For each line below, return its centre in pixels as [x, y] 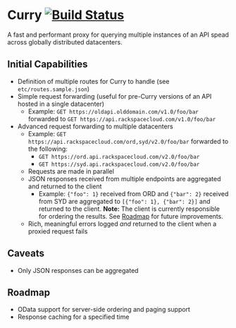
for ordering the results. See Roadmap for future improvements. [131, 216]
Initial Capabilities [48, 65]
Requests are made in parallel [71, 171]
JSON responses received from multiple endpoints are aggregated [124, 178]
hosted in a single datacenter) [61, 104]
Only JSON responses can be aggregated [78, 270]
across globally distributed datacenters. [65, 42]
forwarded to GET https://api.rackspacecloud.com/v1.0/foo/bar [122, 119]
